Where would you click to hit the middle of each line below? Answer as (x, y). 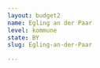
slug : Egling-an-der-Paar (50, 45)
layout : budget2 (34, 15)
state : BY (24, 38)
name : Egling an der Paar (50, 23)
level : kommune (32, 30)
